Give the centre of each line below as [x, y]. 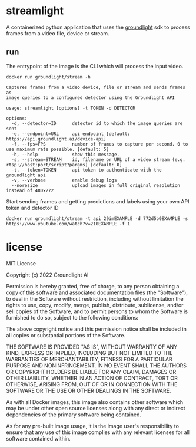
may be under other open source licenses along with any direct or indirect [96, 408]
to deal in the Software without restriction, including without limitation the [95, 298]
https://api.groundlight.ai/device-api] [57, 139]
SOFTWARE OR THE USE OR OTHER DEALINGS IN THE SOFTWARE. [89, 390]
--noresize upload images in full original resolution [96, 185]
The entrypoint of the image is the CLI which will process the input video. [95, 66]
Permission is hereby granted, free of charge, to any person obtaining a [93, 286]
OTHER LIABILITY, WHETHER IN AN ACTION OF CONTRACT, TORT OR [92, 378]
